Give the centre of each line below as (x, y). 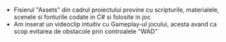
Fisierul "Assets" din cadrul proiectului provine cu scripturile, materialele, (116, 10)
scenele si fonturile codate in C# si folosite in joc (82, 17)
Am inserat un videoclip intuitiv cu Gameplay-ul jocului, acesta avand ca (115, 24)
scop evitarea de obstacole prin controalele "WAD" (86, 31)
